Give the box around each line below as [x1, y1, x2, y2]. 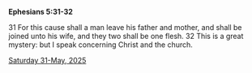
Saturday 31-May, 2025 [8, 56, 87, 65]
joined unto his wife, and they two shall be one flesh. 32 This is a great [8, 32, 244, 41]
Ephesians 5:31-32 [8, 7, 73, 16]
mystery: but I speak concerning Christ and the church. [8, 40, 193, 49]
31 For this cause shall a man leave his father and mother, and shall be [8, 23, 242, 32]
